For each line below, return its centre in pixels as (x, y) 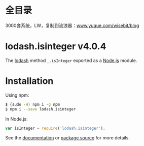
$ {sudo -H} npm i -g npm (32, 104)
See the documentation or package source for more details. (68, 138)
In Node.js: (16, 119)
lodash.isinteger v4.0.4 (56, 47)
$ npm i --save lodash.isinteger (41, 109)
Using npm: (17, 95)
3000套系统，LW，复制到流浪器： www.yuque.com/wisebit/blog (72, 25)
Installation (29, 81)
